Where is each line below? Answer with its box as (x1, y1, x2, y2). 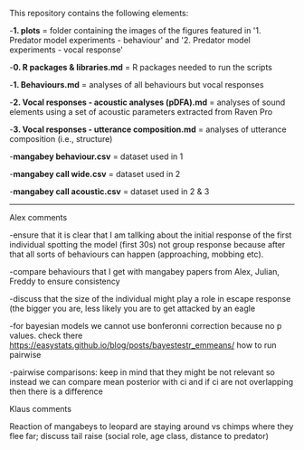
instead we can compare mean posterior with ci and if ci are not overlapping (9, 377, 294, 387)
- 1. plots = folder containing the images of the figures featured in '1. (9, 25, 261, 35)
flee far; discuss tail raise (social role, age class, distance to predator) (9, 431, 270, 441)
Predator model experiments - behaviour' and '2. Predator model (9, 35, 251, 45)
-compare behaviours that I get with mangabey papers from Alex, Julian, (9, 267, 280, 277)
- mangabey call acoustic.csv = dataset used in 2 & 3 (9, 186, 210, 197)
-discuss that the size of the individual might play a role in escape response (9, 294, 291, 304)
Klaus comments (9, 404, 72, 414)
